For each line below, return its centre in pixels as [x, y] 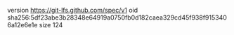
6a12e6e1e [22, 25]
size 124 [51, 25]
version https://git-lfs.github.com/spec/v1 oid [73, 10]
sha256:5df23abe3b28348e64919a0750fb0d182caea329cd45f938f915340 [117, 17]
